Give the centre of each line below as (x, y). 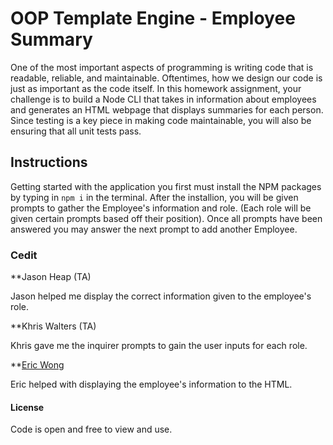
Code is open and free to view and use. (91, 429)
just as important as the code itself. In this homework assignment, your (156, 88)
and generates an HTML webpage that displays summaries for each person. (167, 109)
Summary (51, 39)
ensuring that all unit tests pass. (76, 131)
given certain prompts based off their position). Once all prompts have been (166, 218)
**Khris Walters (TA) (53, 326)
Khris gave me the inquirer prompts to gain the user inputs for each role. (159, 346)
